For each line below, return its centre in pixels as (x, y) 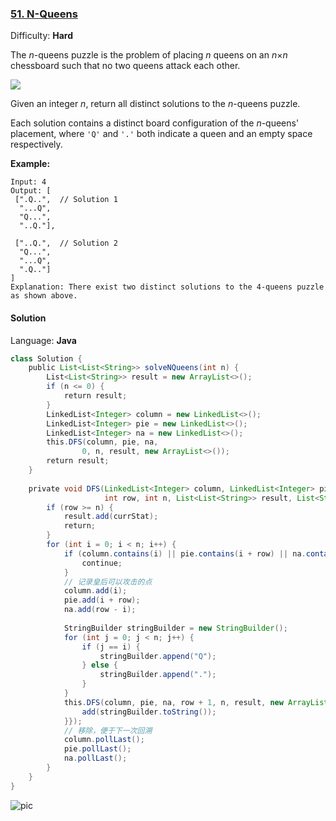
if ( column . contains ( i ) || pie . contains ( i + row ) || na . (185, 553)
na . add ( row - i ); (100, 610)
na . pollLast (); (95, 758)
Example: (30, 164)
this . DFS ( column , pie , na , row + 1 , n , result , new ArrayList (196, 702)
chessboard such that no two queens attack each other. (125, 66)
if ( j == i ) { (111, 647)
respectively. (36, 144)
